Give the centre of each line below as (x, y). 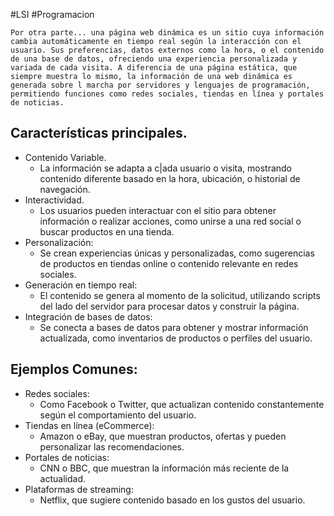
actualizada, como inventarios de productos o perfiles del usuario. (176, 338)
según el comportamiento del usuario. (118, 415)
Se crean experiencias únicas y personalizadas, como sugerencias (177, 253)
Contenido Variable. (65, 157)
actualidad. (62, 478)
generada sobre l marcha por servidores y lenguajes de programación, (160, 85)
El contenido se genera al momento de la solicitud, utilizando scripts (180, 295)
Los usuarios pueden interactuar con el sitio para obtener (158, 210)
